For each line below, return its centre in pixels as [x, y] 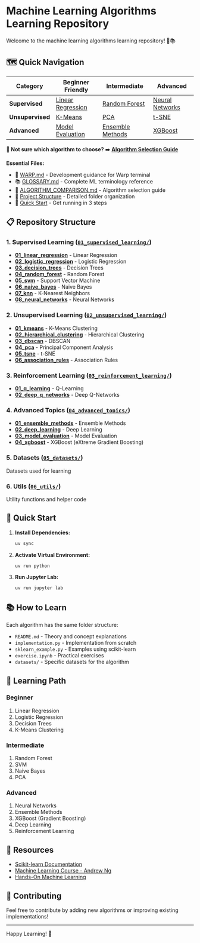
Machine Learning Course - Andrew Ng [63, 871]
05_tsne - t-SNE [35, 353]
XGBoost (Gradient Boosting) [50, 818]
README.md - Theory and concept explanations [71, 636]
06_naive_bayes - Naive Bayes [53, 287]
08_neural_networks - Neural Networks [65, 299]
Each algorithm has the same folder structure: [62, 625]
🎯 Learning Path [36, 680]
